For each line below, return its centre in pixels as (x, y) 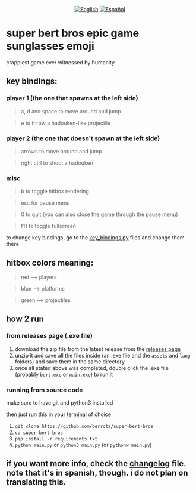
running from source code (45, 390)
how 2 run (25, 319)
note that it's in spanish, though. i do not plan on (97, 473)
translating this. (36, 483)
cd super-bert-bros (39, 433)
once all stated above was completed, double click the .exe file (92, 368)
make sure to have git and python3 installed (60, 403)
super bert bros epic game (73, 33)
